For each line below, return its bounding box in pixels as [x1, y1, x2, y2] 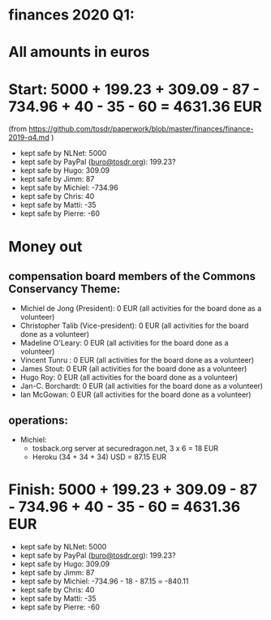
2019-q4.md [8, 132, 50, 143]
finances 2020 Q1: [8, 6, 135, 24]
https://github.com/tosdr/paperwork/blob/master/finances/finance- [28, 124, 254, 134]
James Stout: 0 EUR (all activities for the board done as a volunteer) [19, 364, 247, 374]
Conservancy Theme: [8, 282, 121, 295]
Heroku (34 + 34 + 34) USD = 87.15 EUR [32, 452, 167, 462]
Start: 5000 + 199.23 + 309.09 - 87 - [8, 80, 260, 98]
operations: [8, 413, 69, 427]
